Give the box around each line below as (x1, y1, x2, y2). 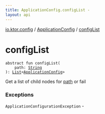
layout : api (5, 12, 31, 17)
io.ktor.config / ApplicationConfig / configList (5, 26, 100, 32)
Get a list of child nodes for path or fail (5, 78, 86, 84)
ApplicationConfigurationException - (5, 103, 84, 109)
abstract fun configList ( (5, 61, 60, 66)
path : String (14, 65, 42, 70)
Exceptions (5, 91, 34, 98)
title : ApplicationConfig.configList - (5, 7, 90, 13)
